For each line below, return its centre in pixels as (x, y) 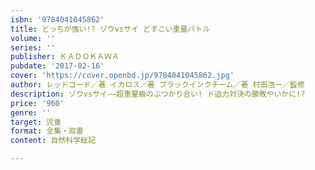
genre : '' (31, 112)
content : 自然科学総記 (53, 141)
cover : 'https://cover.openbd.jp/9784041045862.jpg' (122, 76)
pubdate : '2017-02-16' (57, 66)
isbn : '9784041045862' (57, 19)
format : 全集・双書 (47, 131)
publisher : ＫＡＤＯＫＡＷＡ (65, 57)
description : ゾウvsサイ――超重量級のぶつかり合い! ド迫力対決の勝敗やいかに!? (158, 94)
